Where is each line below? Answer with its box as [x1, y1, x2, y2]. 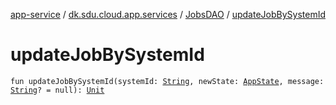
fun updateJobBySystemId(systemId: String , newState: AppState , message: [10, 76, 325, 86]
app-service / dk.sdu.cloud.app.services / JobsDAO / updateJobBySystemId [10, 9, 326, 20]
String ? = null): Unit [10, 85, 105, 95]
